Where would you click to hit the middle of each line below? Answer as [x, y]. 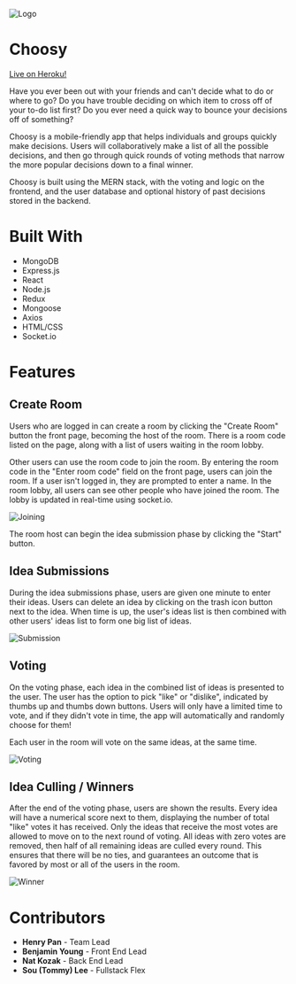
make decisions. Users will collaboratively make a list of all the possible [139, 145]
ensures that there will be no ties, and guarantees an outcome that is [134, 856]
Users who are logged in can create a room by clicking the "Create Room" [144, 426]
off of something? [42, 119]
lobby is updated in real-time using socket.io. [91, 500]
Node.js [36, 289]
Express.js [41, 270]
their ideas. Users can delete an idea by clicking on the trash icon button [141, 601]
